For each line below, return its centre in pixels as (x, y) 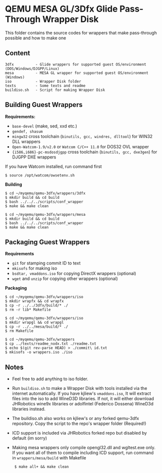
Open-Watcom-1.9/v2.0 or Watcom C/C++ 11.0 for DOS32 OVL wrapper (81, 146)
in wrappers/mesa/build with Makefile (49, 458)
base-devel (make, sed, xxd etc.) (45, 126)
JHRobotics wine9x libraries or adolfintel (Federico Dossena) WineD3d (83, 404)
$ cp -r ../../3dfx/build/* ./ (37, 306)
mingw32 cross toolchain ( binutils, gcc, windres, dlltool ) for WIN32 (82, 136)
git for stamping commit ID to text (46, 263)
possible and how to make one (36, 38)
